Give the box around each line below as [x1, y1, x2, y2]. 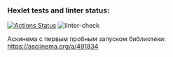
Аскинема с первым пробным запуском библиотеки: [7, 35, 166, 43]
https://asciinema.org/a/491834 [7, 42, 99, 51]
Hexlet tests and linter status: [7, 6, 110, 15]
